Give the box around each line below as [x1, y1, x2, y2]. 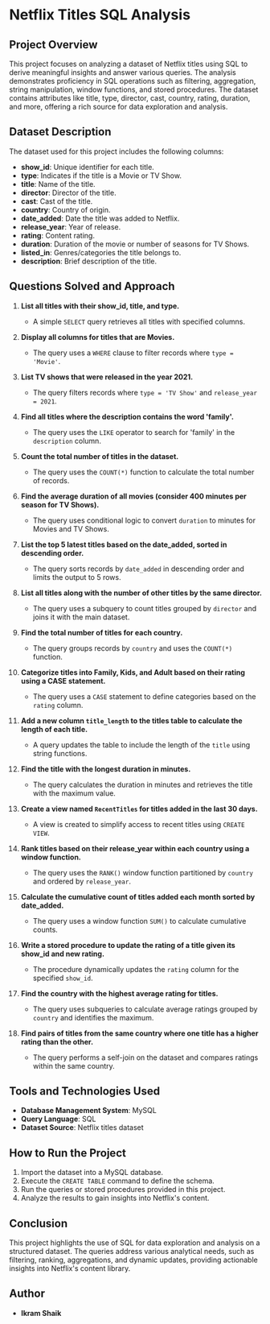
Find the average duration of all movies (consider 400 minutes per [20, 491, 247, 501]
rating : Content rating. [20, 230, 96, 240]
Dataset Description [9, 125, 112, 139]
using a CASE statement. [20, 676, 106, 685]
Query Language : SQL [20, 1114, 96, 1124]
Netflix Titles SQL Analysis [9, 6, 191, 24]
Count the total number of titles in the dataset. [20, 451, 179, 461]
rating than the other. [20, 1036, 94, 1046]
